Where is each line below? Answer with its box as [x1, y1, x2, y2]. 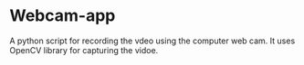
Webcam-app [9, 5, 116, 26]
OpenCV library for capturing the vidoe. [9, 44, 159, 55]
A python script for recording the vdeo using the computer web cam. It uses [9, 35, 296, 46]
